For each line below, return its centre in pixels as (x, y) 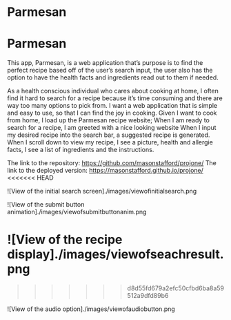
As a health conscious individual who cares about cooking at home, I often (113, 91)
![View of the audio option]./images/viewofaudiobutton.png (91, 309)
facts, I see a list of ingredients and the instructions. (81, 150)
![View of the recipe (65, 240)
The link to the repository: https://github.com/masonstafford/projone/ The (112, 163)
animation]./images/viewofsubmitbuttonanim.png (77, 212)
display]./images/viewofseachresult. (115, 255)
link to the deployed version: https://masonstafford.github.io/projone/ (105, 171)
